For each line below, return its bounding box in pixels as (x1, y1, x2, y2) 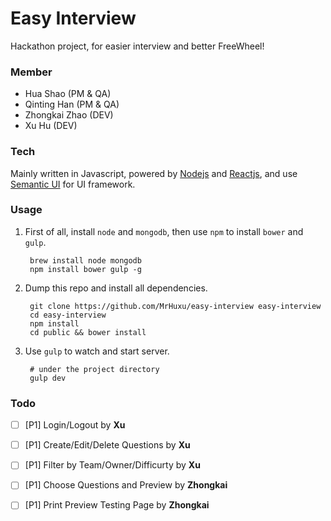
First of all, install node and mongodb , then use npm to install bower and (24, 225, 304, 237)
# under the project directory (29, 364, 160, 374)
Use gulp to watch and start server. (24, 345, 170, 357)
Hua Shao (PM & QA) (24, 88, 112, 100)
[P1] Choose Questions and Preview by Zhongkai (24, 479, 228, 491)
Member (10, 65, 53, 79)
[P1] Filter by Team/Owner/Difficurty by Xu (24, 459, 201, 471)
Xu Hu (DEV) (24, 120, 78, 132)
